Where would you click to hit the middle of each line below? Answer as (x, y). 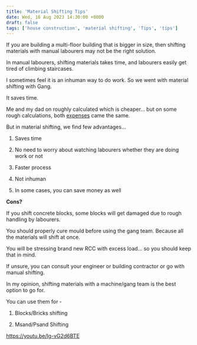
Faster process (33, 167)
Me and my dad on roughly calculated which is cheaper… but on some (91, 109)
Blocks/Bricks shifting (41, 313)
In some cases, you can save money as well (68, 190)
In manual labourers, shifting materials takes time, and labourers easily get (96, 63)
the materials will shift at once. (43, 237)
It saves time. (22, 98)
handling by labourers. (33, 219)
